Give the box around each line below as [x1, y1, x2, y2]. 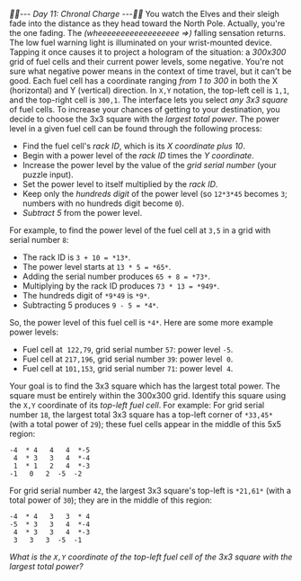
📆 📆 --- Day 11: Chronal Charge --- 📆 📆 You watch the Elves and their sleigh [9, 9, 280, 19]
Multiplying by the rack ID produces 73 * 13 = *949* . [22, 281, 220, 291]
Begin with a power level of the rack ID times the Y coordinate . [22, 150, 254, 161]
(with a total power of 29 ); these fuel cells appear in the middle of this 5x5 [9, 419, 281, 429]
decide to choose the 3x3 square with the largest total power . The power [9, 113, 280, 124]
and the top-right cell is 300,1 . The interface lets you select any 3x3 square [9, 94, 288, 105]
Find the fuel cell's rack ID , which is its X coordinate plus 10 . [22, 140, 245, 151]
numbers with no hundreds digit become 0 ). [22, 198, 184, 209]
